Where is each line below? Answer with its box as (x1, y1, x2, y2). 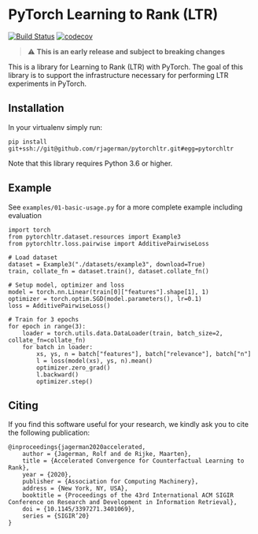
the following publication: (8, 428, 90, 438)
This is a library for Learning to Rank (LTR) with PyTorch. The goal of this (8, 61, 244, 72)
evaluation (8, 210, 42, 220)
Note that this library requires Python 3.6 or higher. (8, 158, 173, 168)
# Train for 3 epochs (8, 315, 79, 324)
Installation (8, 102, 64, 115)
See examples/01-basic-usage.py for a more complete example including (8, 202, 243, 212)
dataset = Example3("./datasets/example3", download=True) (8, 260, 206, 269)
